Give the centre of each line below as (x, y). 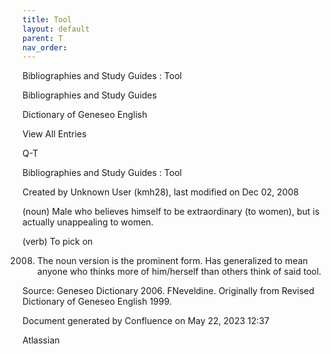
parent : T (43, 38)
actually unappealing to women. (88, 222)
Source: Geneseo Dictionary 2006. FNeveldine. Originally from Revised (168, 291)
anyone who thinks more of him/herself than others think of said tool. (179, 272)
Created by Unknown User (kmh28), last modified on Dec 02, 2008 (160, 192)
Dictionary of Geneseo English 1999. (97, 302)
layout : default (56, 29)
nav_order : (45, 47)
